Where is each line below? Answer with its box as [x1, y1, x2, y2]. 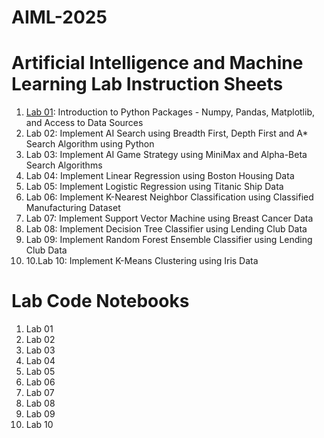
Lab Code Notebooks [11, 290, 190, 313]
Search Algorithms [25, 159, 103, 171]
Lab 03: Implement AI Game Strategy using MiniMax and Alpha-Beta [25, 149, 308, 161]
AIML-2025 [11, 6, 108, 29]
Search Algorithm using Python [25, 138, 155, 150]
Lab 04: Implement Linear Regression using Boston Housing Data [25, 170, 295, 182]
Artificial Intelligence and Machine [11, 52, 304, 75]
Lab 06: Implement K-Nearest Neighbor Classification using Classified [25, 191, 314, 203]
